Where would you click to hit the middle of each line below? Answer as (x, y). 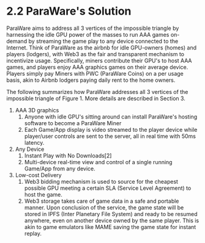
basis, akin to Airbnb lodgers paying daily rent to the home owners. (91, 80)
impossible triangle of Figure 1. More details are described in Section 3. (96, 98)
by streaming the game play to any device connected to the (103, 41)
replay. (33, 233)
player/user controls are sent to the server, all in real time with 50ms (110, 136)
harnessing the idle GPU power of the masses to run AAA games (88, 34)
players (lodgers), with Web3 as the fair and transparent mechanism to (95, 54)
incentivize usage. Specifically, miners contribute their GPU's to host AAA (99, 60)
